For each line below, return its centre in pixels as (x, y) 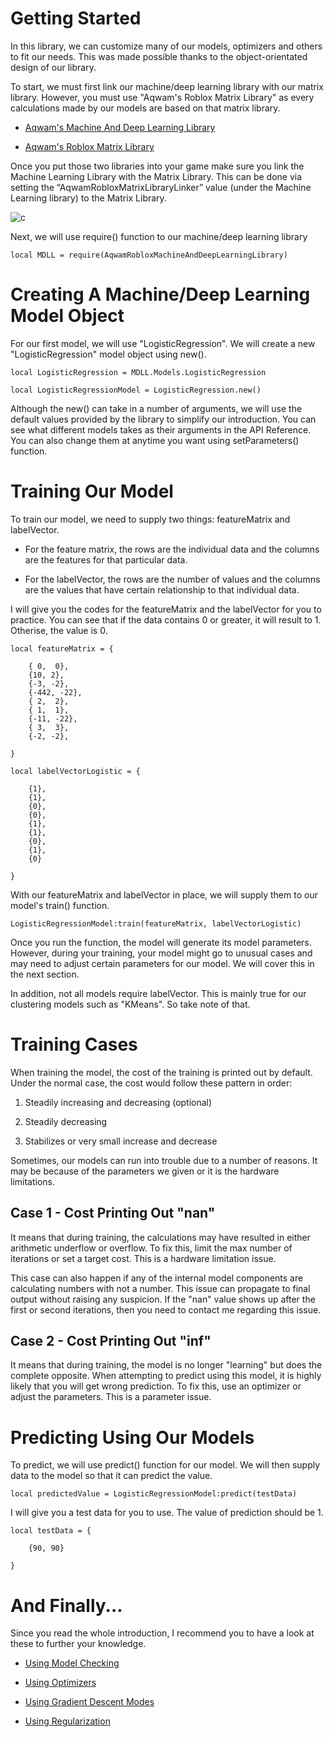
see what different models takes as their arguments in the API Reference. (161, 429)
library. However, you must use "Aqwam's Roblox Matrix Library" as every (162, 97)
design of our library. (53, 67)
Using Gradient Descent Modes (89, 1702)
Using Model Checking (72, 1663)
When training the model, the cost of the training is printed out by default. (161, 1072)
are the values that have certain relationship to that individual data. (162, 589)
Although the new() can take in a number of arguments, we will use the (156, 408)
